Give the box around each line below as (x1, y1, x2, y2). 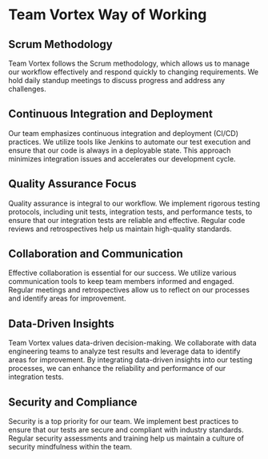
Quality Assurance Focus (8, 178, 137, 191)
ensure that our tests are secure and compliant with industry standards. (8, 425, 244, 435)
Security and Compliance (8, 395, 138, 409)
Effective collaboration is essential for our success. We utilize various (8, 268, 237, 277)
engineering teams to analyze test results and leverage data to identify (8, 346, 241, 357)
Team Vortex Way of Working (8, 6, 207, 24)
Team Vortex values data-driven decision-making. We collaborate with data (8, 338, 258, 348)
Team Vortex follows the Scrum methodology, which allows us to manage (8, 58, 250, 68)
